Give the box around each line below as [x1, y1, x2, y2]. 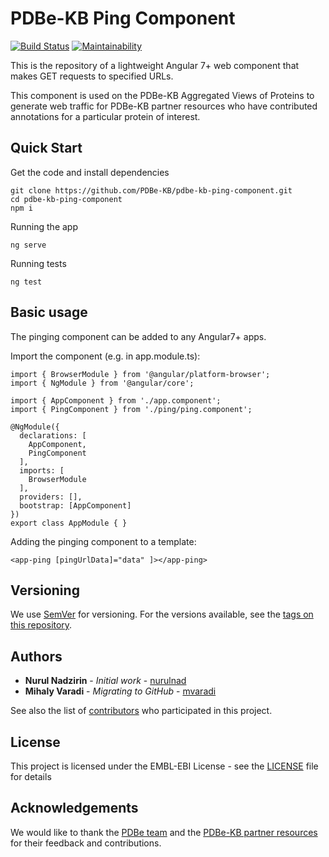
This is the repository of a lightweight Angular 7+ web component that [10, 59, 300, 71]
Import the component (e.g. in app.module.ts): [10, 350, 201, 362]
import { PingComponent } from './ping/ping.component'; [10, 404, 253, 414]
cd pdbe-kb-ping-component [10, 194, 123, 204]
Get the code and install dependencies [10, 166, 170, 178]
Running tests [10, 257, 67, 269]
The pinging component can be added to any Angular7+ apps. [10, 330, 267, 342]
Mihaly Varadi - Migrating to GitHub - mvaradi [24, 685, 217, 697]
